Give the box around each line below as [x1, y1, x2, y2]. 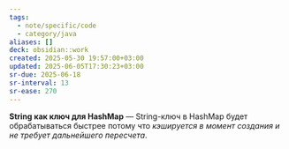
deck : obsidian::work [9, 46, 89, 55]
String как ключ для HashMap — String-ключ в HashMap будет [9, 111, 248, 122]
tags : [9, 12, 29, 22]
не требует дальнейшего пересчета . [9, 130, 148, 140]
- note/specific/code [17, 21, 97, 30]
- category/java [17, 29, 77, 38]
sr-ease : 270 [9, 86, 57, 95]
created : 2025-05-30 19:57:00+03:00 [9, 54, 144, 63]
